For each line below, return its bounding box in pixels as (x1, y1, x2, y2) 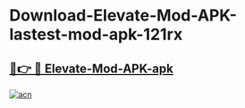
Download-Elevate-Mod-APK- (9, 5, 237, 26)
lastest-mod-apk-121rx (9, 24, 183, 45)
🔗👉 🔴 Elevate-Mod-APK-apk (9, 61, 174, 76)
